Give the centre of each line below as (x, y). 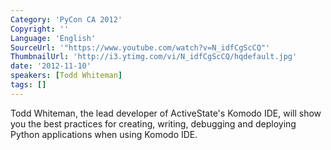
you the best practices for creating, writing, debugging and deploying (153, 123)
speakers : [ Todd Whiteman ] (66, 76)
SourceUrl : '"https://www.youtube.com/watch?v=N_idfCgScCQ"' (140, 47)
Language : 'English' (53, 38)
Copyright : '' (40, 29)
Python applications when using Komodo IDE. (104, 134)
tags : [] (28, 85)
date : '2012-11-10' (51, 66)
